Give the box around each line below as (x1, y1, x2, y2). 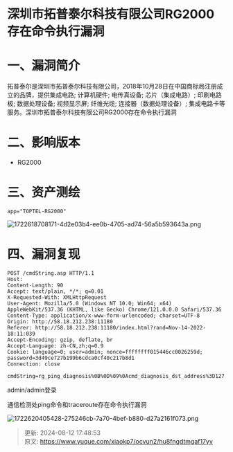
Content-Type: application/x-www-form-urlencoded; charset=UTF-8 (7, 312, 200, 319)
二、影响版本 (7, 135, 81, 151)
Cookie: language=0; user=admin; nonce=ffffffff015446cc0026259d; (7, 348, 203, 355)
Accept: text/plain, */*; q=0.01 (7, 288, 104, 295)
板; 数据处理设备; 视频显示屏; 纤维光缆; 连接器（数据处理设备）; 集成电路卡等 (7, 100, 225, 108)
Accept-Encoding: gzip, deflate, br (7, 336, 113, 343)
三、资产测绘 (7, 185, 81, 201)
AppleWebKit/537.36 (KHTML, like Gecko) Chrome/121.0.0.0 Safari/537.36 (7, 306, 222, 313)
